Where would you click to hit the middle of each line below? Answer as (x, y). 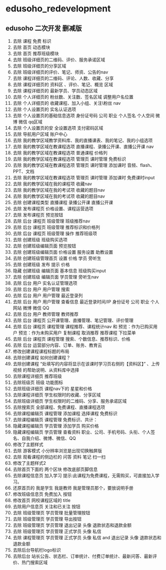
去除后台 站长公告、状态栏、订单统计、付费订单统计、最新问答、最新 (83, 556)
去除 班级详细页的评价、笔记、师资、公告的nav (60, 72)
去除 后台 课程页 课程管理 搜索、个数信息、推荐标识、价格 (71, 339)
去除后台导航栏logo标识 (37, 550)
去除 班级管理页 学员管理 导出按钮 (47, 519)
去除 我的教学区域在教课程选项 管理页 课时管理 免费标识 (69, 159)
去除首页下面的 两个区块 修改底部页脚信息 (55, 469)
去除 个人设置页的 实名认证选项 (44, 109)
